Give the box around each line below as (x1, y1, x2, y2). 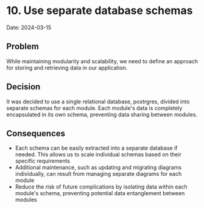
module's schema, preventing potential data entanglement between (15, 190, 185, 197)
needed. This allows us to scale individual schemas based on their (15, 151, 181, 158)
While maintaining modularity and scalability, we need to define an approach (6, 57, 199, 64)
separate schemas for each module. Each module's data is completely (6, 104, 183, 111)
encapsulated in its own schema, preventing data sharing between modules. (6, 111, 198, 118)
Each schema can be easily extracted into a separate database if (15, 144, 178, 152)
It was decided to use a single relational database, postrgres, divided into (6, 98, 190, 105)
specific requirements (15, 158, 70, 165)
